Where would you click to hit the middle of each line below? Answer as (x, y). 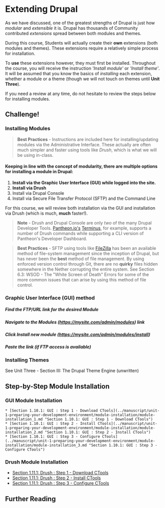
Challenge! (22, 115)
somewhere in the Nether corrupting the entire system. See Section (86, 269)
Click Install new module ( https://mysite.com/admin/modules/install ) (78, 334)
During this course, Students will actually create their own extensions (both (82, 43)
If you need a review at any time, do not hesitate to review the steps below (81, 93)
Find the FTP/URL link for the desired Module (52, 310)
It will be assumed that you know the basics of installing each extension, (79, 73)
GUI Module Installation (34, 400)
